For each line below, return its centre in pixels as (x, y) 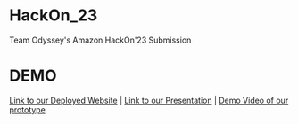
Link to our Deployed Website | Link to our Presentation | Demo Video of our (149, 100)
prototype (28, 109)
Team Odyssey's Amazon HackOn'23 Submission (100, 40)
